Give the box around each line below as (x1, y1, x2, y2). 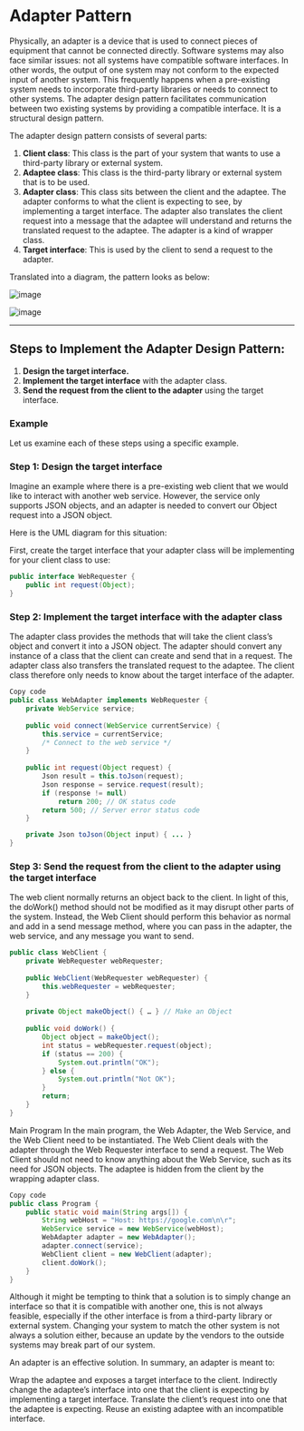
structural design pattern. (9, 113, 104, 123)
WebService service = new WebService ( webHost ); (42, 1224, 224, 1234)
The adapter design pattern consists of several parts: (9, 130, 208, 141)
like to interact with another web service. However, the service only (9, 491, 261, 502)
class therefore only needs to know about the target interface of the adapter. (9, 670, 295, 681)
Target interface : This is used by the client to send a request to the (22, 244, 273, 255)
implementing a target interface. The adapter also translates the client (22, 205, 283, 216)
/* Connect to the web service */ (42, 738, 172, 747)
